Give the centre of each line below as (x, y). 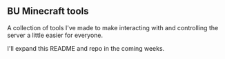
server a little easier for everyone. (55, 35)
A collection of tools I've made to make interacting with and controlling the (113, 27)
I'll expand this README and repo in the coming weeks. (86, 48)
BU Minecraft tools (48, 11)
